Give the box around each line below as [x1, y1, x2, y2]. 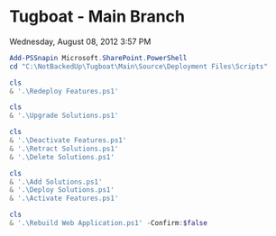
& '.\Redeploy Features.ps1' [9, 86, 119, 95]
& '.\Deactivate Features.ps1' [9, 136, 127, 145]
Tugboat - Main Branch [9, 6, 185, 27]
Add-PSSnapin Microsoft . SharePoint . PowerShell [9, 53, 188, 62]
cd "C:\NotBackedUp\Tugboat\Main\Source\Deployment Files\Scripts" [9, 61, 269, 71]
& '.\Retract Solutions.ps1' [9, 144, 119, 153]
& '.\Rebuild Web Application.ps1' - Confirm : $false [9, 219, 207, 228]
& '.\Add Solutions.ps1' [9, 177, 103, 186]
